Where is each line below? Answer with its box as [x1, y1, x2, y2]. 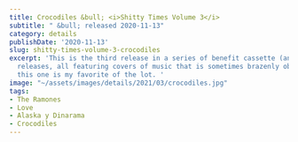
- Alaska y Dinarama [9, 111, 86, 120]
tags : [9, 86, 29, 95]
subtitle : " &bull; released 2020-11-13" [9, 21, 165, 30]
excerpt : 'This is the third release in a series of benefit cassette [9, 54, 276, 63]
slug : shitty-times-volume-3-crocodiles [9, 46, 161, 55]
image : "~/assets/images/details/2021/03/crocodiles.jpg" [9, 78, 228, 87]
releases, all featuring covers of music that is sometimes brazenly [17, 63, 279, 71]
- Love [9, 103, 34, 112]
